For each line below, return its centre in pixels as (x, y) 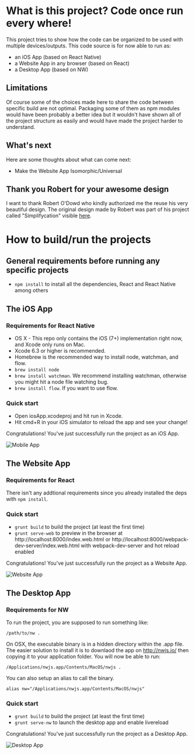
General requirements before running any (83, 261)
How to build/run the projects (79, 239)
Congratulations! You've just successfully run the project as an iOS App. (93, 434)
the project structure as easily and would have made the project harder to (94, 121)
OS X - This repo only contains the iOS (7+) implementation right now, (98, 339)
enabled (24, 552)
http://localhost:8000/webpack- (150, 540)
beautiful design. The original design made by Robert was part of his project (98, 210)
